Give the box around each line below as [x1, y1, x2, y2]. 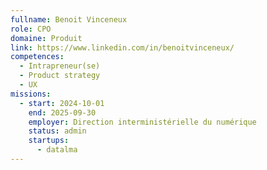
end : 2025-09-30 [28, 107, 97, 118]
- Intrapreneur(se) [19, 61, 101, 71]
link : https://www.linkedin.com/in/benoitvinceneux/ [10, 42, 235, 53]
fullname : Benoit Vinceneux [10, 14, 128, 25]
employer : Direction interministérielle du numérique [28, 117, 257, 127]
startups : [28, 136, 70, 146]
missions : [10, 89, 52, 99]
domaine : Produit [10, 33, 83, 43]
